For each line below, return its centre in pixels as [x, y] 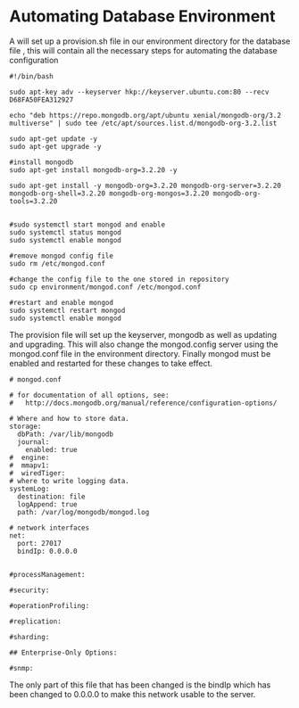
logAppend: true [47, 504]
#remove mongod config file [62, 256]
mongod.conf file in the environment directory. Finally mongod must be [140, 353]
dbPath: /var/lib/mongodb [66, 434]
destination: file [52, 497]
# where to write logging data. [69, 481]
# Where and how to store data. [69, 418]
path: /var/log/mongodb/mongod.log [83, 512]
